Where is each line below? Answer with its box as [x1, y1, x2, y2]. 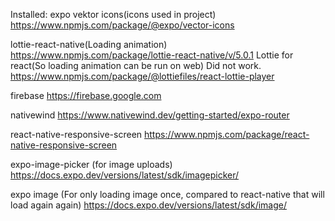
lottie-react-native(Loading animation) [10, 39, 168, 50]
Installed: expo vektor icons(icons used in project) [10, 9, 217, 20]
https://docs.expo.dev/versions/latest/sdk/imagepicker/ [10, 169, 240, 181]
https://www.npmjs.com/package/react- [144, 129, 310, 140]
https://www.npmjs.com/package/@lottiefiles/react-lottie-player [10, 70, 275, 82]
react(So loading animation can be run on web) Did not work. [10, 60, 262, 71]
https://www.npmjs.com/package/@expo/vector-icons [10, 19, 235, 31]
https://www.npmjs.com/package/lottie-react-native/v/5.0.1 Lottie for [10, 49, 294, 61]
